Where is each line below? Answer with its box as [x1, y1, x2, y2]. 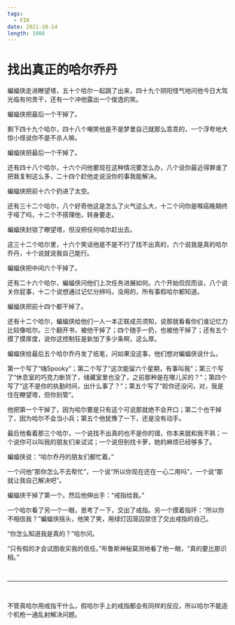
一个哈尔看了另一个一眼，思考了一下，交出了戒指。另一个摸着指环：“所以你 [7, 506, 225, 515]
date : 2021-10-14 [7, 23, 58, 30]
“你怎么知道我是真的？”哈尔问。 [7, 529, 99, 538]
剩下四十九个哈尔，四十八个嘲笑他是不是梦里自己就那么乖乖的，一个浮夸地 [7, 125, 222, 134]
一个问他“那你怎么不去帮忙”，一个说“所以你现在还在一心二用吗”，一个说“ [7, 468, 217, 476]
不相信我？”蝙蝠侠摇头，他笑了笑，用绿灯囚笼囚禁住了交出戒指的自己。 [7, 515, 213, 523]
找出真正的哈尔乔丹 [7, 62, 118, 78]
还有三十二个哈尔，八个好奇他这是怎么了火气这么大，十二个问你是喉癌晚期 [7, 202, 222, 210]
